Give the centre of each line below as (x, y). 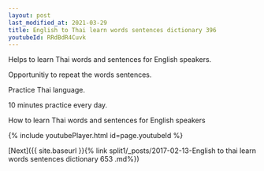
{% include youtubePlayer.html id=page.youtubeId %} (96, 136)
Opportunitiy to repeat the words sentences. (80, 75)
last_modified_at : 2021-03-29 (58, 23)
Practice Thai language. (46, 90)
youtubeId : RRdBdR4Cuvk (47, 37)
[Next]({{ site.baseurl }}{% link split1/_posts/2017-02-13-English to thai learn (132, 151)
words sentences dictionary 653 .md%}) (74, 159)
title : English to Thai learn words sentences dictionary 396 (112, 30)
